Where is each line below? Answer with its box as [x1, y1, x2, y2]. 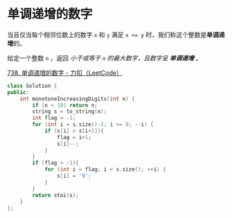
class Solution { [7, 82, 58, 89]
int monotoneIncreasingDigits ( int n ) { [19, 95, 135, 102]
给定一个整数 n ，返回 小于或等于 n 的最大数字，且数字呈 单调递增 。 [7, 53, 202, 62]
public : [7, 89, 30, 96]
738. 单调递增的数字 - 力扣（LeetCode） [7, 69, 123, 77]
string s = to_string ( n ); [32, 108, 108, 115]
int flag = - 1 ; [32, 115, 76, 122]
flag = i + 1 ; [56, 134, 92, 140]
